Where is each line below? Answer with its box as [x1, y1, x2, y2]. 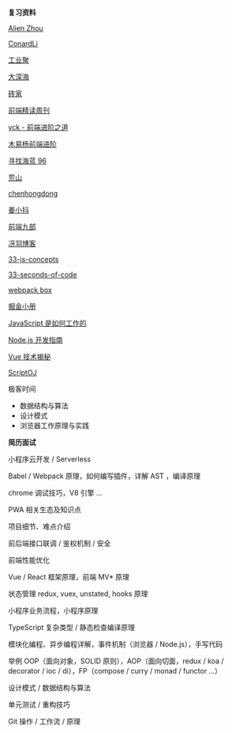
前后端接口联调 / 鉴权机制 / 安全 [8, 538, 111, 548]
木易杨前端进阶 [8, 139, 57, 149]
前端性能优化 [8, 556, 50, 564]
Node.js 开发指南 [8, 336, 63, 344]
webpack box [8, 285, 53, 294]
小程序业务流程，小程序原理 [8, 606, 99, 615]
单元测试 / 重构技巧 [8, 700, 70, 709]
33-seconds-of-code [8, 270, 77, 279]
